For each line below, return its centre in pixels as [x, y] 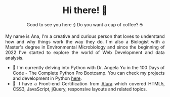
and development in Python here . [47, 78]
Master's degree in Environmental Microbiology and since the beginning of [85, 47]
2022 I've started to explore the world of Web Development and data [85, 52]
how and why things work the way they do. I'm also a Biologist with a [85, 41]
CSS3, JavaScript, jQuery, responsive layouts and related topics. [80, 89]
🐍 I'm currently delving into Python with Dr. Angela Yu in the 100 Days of [89, 67]
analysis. [14, 58]
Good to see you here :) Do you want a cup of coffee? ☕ [85, 24]
